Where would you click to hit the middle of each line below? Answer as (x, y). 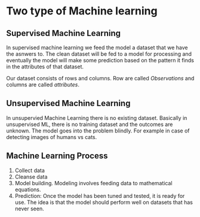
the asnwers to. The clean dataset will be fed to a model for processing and (99, 54)
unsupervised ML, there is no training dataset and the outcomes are (90, 124)
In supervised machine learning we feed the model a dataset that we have (97, 47)
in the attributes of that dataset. (45, 67)
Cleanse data (31, 177)
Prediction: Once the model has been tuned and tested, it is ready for (100, 195)
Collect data (30, 170)
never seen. (29, 209)
